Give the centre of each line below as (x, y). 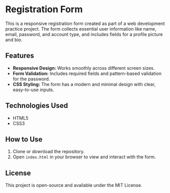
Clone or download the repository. (49, 152)
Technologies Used (37, 106)
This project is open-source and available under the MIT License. (74, 185)
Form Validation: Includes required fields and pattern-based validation (87, 73)
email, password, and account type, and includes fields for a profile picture (84, 34)
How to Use (24, 139)
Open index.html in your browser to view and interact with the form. (84, 157)
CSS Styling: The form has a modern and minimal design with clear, (84, 84)
